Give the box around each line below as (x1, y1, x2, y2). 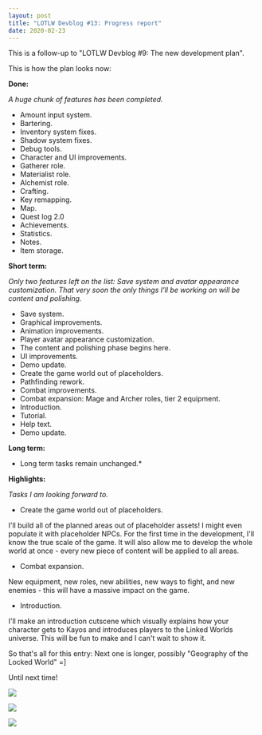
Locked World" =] (8, 658, 67, 667)
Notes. (19, 237, 42, 247)
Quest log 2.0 (19, 212, 65, 222)
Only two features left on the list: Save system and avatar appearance (8, 277, 240, 286)
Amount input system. (19, 110, 92, 120)
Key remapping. (19, 195, 72, 204)
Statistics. (19, 229, 53, 239)
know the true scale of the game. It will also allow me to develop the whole (8, 538, 253, 547)
